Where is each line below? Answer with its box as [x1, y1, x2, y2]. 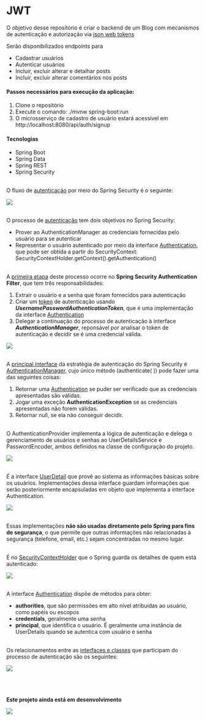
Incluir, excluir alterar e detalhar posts [15, 67, 111, 74]
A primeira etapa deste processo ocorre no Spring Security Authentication [6, 273, 198, 280]
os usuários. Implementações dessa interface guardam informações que [6, 479, 190, 487]
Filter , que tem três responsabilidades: [6, 280, 104, 287]
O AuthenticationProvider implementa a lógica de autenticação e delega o [6, 430, 193, 438]
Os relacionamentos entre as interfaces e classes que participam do [6, 647, 179, 654]
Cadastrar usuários [15, 54, 64, 61]
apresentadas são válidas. [15, 392, 81, 399]
